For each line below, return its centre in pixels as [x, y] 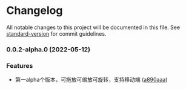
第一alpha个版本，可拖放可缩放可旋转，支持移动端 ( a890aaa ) [91, 80]
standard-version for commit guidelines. [56, 33]
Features [20, 65]
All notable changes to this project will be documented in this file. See [93, 27]
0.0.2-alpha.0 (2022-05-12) [48, 49]
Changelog [35, 11]
